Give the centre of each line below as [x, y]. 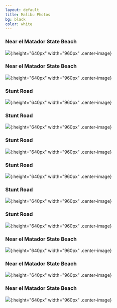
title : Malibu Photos [28, 15]
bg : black [16, 19]
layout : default [22, 10]
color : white [19, 24]
